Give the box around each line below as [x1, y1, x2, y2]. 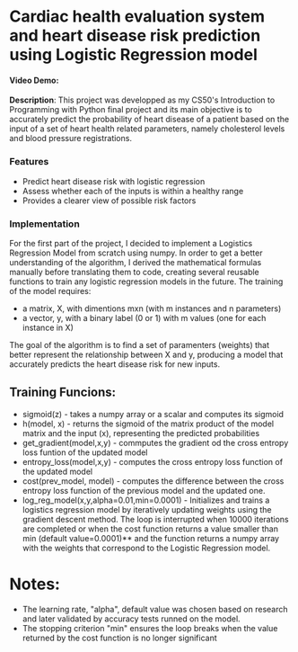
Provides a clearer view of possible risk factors [22, 195, 197, 206]
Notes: [9, 574, 61, 594]
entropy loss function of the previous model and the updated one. [22, 485, 266, 496]
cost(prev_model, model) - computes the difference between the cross [22, 475, 285, 487]
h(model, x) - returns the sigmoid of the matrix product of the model [22, 418, 275, 429]
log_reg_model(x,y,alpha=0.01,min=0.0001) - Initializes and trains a [22, 495, 270, 505]
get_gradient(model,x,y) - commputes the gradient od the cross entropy [22, 437, 289, 448]
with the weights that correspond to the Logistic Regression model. [22, 542, 271, 553]
